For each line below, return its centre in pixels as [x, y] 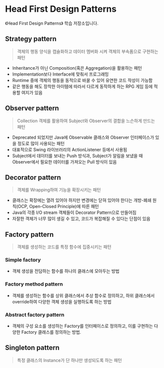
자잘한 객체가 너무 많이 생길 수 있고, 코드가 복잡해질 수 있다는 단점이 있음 [81, 219]
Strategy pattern [31, 39]
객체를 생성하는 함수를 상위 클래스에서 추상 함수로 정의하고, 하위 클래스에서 [83, 295]
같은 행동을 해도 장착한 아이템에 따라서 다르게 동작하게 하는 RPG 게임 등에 [82, 86]
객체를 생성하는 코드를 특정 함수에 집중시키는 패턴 [64, 247]
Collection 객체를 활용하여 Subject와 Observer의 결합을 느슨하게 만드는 [86, 121]
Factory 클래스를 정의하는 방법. [51, 332]
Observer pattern [32, 108]
